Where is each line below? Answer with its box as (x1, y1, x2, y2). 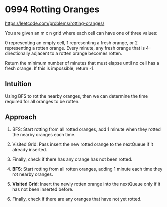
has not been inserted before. (12, 186, 74, 192)
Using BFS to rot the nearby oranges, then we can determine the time (5, 93, 148, 99)
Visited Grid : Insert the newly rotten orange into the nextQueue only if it (12, 181, 161, 187)
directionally (5, 50, 31, 56)
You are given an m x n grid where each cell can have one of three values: (5, 30, 158, 36)
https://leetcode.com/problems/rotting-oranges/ (5, 20, 105, 26)
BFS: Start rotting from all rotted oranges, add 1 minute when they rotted (12, 126, 161, 132)
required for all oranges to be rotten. (5, 98, 80, 104)
